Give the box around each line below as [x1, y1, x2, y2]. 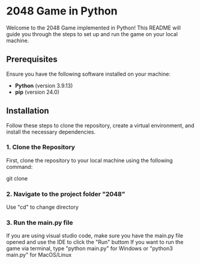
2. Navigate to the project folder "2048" [6, 189, 126, 198]
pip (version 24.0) [14, 88, 60, 96]
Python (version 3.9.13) [14, 82, 73, 89]
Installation [6, 106, 49, 116]
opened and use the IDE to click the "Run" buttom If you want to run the [6, 239, 184, 246]
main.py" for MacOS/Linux [6, 251, 72, 259]
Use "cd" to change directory [6, 203, 79, 211]
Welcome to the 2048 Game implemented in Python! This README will [6, 24, 181, 31]
